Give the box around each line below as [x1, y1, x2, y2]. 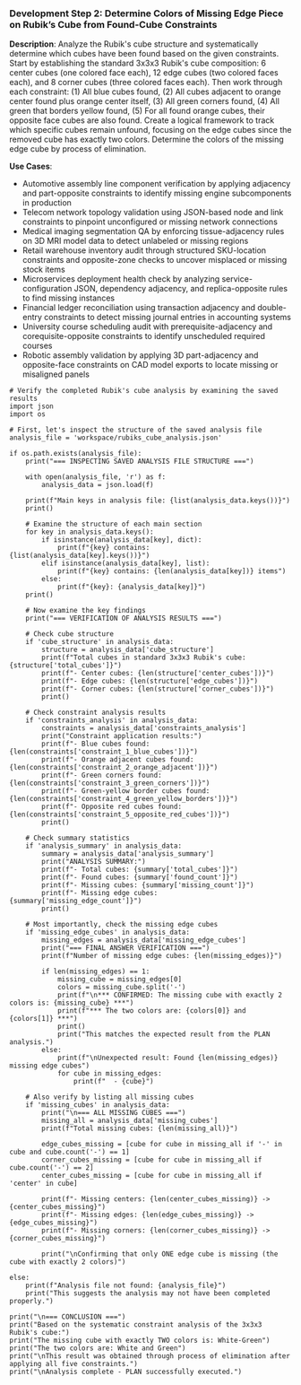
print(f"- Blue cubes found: [41, 739, 150, 749]
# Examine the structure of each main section [25, 519, 202, 529]
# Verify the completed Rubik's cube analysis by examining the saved [9, 387, 279, 396]
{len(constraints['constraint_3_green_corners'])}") [9, 779, 211, 788]
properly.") [9, 1297, 54, 1306]
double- [256, 302, 287, 313]
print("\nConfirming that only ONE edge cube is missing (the [41, 1250, 279, 1259]
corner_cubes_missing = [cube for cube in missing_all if [41, 1155, 262, 1164]
